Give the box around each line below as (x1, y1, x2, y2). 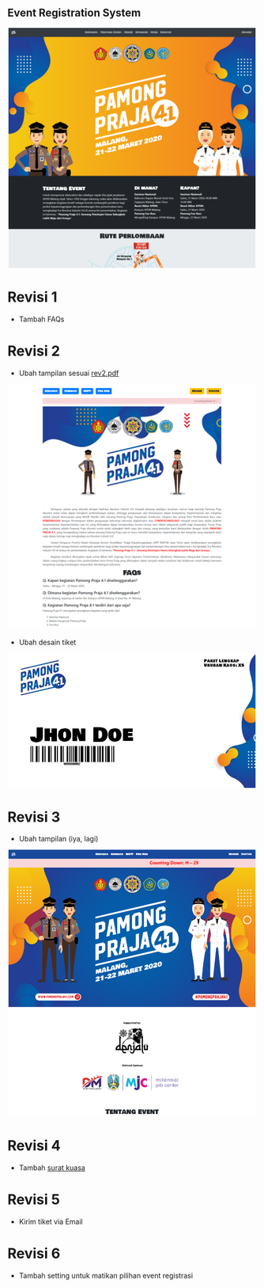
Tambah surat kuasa (18, 1163, 86, 1172)
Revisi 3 (7, 807, 61, 826)
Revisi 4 (7, 1137, 61, 1154)
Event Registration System (7, 6, 141, 20)
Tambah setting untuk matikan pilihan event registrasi (18, 1271, 194, 1280)
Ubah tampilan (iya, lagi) (18, 834, 99, 844)
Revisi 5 (7, 1191, 60, 1208)
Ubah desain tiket (18, 637, 77, 648)
